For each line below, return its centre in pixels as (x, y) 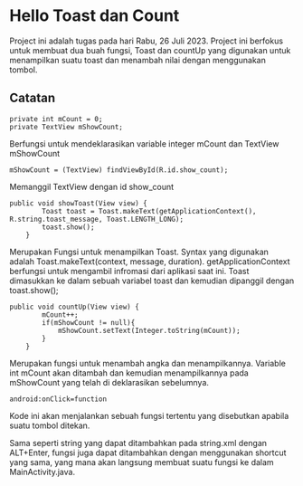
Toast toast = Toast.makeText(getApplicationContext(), (149, 211)
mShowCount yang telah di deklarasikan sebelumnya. (109, 382)
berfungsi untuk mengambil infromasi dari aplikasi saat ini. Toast (129, 271)
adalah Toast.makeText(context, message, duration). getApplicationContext (150, 261)
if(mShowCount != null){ (89, 322)
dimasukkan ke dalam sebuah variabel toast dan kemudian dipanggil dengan (152, 281)
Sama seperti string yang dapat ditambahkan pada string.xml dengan (138, 443)
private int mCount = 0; (56, 119)
